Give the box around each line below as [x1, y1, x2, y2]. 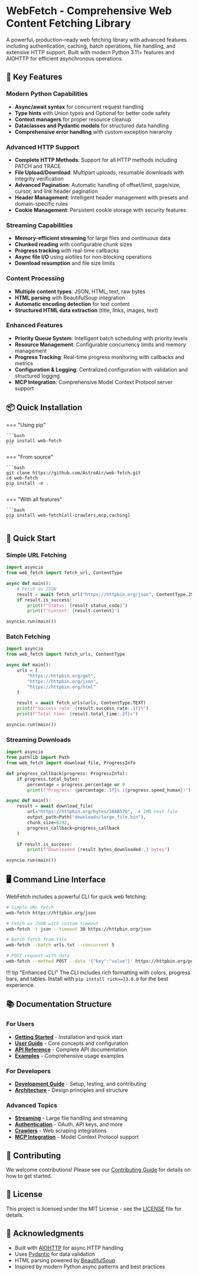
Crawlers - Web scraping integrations [14, 1127, 107, 1134]
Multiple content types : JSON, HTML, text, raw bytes [14, 288, 146, 295]
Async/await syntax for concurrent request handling [14, 103, 144, 110]
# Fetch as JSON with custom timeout [6, 920, 99, 926]
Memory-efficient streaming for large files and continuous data [14, 235, 171, 242]
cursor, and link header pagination [14, 188, 98, 195]
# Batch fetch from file [6, 936, 67, 943]
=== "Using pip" [6, 421, 46, 428]
